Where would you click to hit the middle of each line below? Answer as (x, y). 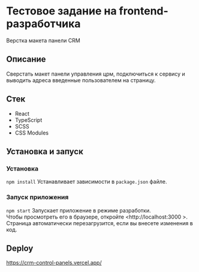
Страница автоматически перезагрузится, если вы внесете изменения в (99, 223)
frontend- (144, 11)
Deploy (20, 248)
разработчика (43, 24)
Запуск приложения (37, 198)
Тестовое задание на (61, 11)
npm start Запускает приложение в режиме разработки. (79, 210)
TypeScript (28, 120)
